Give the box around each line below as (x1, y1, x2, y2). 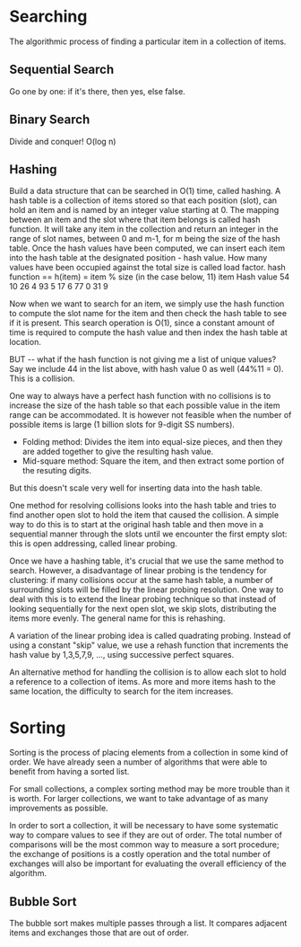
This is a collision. (9, 373, 75, 384)
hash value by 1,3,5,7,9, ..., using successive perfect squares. (9, 650, 235, 660)
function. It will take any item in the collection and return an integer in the (9, 224, 279, 235)
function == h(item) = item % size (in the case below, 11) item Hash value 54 (9, 271, 290, 282)
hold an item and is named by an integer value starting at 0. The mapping (9, 205, 279, 216)
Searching (9, 6, 88, 27)
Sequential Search (9, 62, 115, 77)
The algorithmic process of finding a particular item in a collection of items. (9, 36, 287, 47)
